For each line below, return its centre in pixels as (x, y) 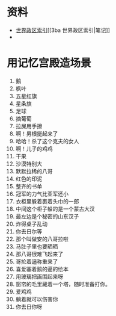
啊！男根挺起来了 (37, 134)
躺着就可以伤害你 (37, 299)
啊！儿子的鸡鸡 (34, 149)
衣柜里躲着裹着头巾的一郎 (47, 201)
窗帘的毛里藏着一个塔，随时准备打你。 (63, 284)
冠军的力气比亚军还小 (42, 194)
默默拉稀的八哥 (34, 171)
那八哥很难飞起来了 (39, 254)
